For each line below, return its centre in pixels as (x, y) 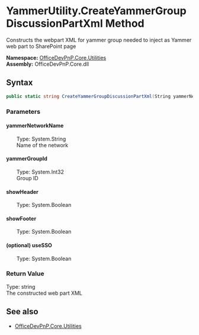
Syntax (20, 83)
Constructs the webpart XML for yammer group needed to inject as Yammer (99, 40)
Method (125, 23)
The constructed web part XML (44, 293)
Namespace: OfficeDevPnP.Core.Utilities (56, 58)
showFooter (21, 218)
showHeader (22, 192)
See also (22, 312)
